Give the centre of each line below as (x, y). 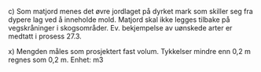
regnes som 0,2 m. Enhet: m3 (56, 59)
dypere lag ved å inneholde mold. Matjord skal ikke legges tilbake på (119, 20)
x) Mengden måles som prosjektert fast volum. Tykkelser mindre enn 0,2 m (130, 51)
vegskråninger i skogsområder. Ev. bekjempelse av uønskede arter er (120, 28)
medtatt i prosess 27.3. (45, 36)
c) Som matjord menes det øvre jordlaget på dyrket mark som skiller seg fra (130, 11)
